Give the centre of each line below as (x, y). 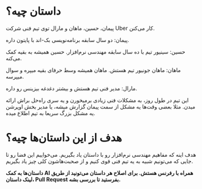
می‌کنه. (14, 58)
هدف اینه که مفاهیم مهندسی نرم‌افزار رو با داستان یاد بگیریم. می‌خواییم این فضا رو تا (101, 154)
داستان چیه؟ (33, 11)
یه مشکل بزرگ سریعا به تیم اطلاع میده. (50, 113)
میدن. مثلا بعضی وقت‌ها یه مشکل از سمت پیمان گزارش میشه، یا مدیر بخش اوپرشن (101, 106)
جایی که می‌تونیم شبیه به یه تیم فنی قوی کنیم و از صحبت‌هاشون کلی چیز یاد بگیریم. (99, 161)
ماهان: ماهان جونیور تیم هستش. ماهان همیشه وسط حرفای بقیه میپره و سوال (93, 70)
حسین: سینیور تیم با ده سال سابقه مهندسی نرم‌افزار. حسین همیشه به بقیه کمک (95, 52)
